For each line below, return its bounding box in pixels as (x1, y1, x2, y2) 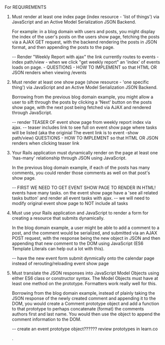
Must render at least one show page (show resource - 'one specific (11, 79, 149, 85)
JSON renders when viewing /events (11, 70, 87, 76)
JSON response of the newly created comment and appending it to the (11, 296, 156, 301)
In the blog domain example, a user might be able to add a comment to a (11, 225, 160, 230)
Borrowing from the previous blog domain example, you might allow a (11, 94, 154, 100)
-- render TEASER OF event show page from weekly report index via (11, 119, 151, 125)
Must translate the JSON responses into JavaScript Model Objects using (11, 270, 159, 276)
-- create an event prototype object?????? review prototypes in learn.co (11, 326, 158, 332)
